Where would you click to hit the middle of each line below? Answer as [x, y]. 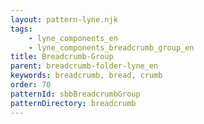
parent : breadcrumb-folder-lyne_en [84, 66]
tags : [21, 29]
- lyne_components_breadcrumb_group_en [111, 47]
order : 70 [31, 85]
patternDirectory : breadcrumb [73, 103]
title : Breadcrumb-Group [62, 57]
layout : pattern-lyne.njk [64, 19]
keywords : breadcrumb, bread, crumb [86, 76]
